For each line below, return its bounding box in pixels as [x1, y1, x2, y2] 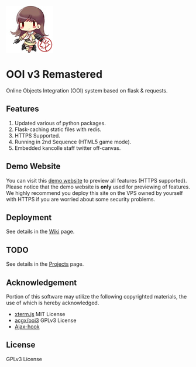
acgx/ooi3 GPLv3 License [14, 317, 77, 324]
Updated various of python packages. [14, 119, 106, 126]
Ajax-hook [14, 323, 40, 330]
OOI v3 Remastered [6, 68, 103, 81]
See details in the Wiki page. [6, 228, 75, 235]
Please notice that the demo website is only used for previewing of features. [6, 183, 190, 190]
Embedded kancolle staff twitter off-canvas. [14, 144, 121, 152]
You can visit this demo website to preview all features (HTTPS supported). [6, 177, 187, 184]
